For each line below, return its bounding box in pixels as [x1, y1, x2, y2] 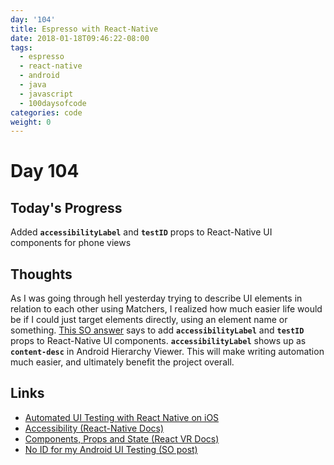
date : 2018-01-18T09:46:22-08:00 [10, 33, 150, 43]
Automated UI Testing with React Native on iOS [24, 411, 220, 423]
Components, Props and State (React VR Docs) [24, 432, 220, 445]
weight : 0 [10, 117, 52, 127]
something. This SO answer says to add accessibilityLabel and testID [10, 324, 305, 336]
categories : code [10, 107, 83, 118]
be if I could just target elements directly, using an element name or [10, 314, 288, 326]
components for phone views [10, 237, 132, 249]
